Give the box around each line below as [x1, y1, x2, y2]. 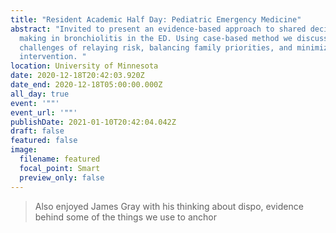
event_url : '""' [10, 107, 78, 118]
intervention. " [19, 52, 87, 62]
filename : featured [19, 154, 101, 164]
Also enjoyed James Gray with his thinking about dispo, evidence [34, 200, 304, 212]
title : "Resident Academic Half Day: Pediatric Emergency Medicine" [10, 14, 302, 25]
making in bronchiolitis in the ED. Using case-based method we [19, 33, 293, 43]
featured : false [10, 136, 78, 146]
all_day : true [10, 89, 70, 99]
